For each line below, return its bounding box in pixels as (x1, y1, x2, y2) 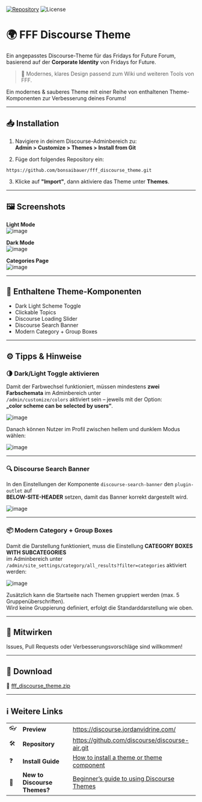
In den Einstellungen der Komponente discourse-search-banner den (6, 481, 174, 488)
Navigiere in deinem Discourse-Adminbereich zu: (14, 137, 137, 145)
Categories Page (6, 257, 49, 264)
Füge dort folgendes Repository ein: (14, 156, 104, 163)
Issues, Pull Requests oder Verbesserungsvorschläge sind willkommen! (6, 643, 183, 651)
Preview (22, 725, 47, 733)
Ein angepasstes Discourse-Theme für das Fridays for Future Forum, (6, 52, 176, 59)
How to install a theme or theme (72, 754, 162, 762)
